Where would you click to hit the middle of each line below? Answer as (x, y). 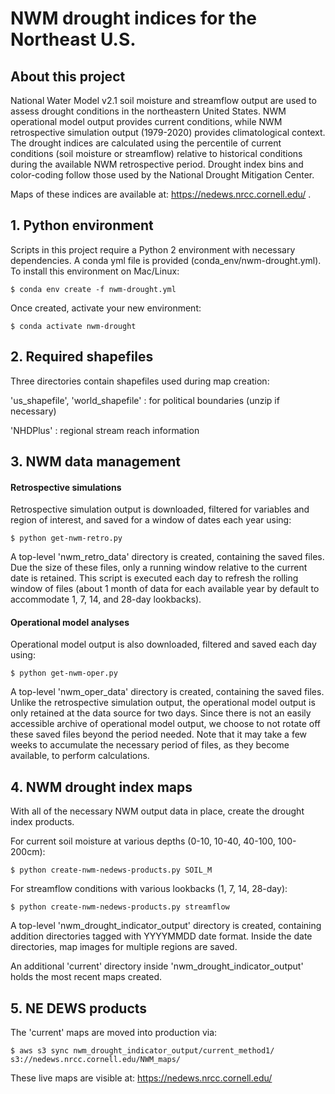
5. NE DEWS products (79, 1008)
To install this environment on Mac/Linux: (95, 271)
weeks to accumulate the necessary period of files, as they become (150, 745)
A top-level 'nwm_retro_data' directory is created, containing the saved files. (167, 557)
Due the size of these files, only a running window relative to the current (159, 568)
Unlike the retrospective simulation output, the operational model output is (163, 703)
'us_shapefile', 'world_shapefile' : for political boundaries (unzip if (145, 400)
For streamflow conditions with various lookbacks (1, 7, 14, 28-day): (149, 889)
